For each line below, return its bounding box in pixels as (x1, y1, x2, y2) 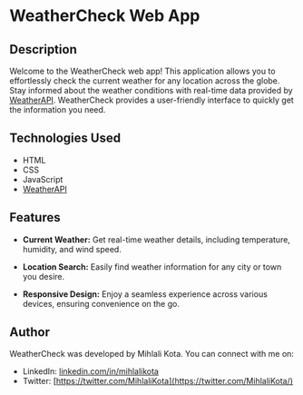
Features (9, 210, 61, 225)
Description (9, 42, 77, 57)
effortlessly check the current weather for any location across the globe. (9, 75, 280, 86)
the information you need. (9, 104, 106, 114)
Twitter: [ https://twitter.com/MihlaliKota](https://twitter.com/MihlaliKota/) (22, 376, 293, 387)
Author (9, 324, 50, 341)
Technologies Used (9, 131, 121, 146)
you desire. (22, 271, 65, 281)
